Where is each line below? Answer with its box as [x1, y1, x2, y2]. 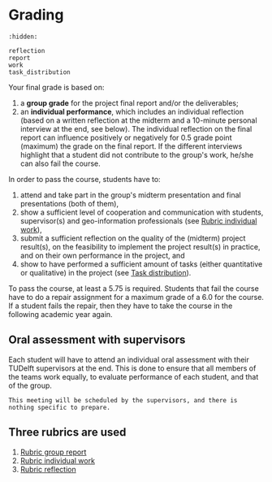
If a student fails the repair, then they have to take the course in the [8, 301, 233, 310]
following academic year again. [8, 309, 113, 319]
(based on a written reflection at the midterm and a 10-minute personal [19, 115, 257, 125]
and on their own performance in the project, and [19, 250, 185, 260]
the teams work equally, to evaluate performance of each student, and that [8, 371, 259, 381]
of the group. [8, 380, 53, 390]
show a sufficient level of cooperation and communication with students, [19, 207, 264, 217]
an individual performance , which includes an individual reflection [19, 106, 244, 116]
